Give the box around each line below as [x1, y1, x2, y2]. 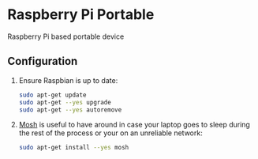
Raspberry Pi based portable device [7, 32, 125, 41]
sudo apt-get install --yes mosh [18, 144, 129, 152]
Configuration [7, 55, 78, 68]
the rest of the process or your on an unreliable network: [18, 128, 203, 138]
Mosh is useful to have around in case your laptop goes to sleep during [18, 120, 250, 130]
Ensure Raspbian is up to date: [18, 75, 118, 85]
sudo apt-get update [18, 91, 87, 99]
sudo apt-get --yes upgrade [18, 98, 111, 106]
